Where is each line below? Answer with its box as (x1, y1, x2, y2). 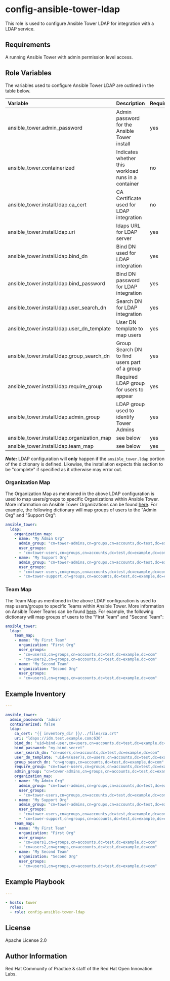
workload (116, 167, 139, 174)
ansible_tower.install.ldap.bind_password (8, 280, 105, 287)
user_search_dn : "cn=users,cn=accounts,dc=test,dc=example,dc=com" (14, 750, 159, 755)
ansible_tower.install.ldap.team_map (8, 442, 94, 449)
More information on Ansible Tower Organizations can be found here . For (5, 501, 158, 507)
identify (116, 413, 135, 420)
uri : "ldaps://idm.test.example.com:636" (14, 736, 103, 741)
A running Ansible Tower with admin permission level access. (5, 54, 133, 60)
